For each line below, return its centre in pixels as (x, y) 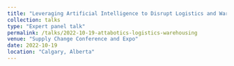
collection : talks (34, 20)
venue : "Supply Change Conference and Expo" (73, 39)
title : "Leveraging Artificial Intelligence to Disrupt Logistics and (112, 13)
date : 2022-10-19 (32, 45)
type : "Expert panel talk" (46, 26)
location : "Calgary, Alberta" (51, 52)
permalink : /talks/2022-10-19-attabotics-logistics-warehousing (102, 33)
